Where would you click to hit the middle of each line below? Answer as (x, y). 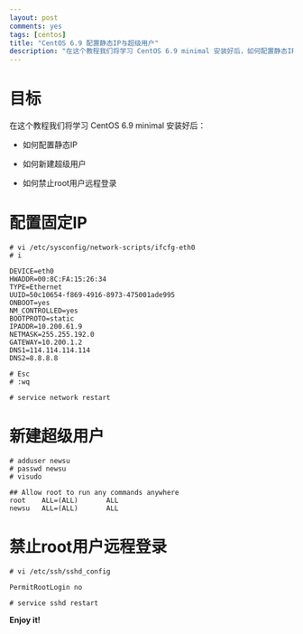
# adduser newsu (40, 461)
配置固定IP (49, 223)
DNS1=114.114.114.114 (50, 350)
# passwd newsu (38, 469)
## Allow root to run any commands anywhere (94, 492)
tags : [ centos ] (38, 34)
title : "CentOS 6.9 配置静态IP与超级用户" (84, 43)
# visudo (26, 476)
